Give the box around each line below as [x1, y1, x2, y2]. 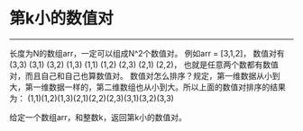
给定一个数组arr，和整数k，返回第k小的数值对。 [9, 111, 187, 122]
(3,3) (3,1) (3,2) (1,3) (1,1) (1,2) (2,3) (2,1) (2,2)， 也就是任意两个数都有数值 [9, 59, 280, 70]
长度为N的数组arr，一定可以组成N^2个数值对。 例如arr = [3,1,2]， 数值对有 [9, 48, 286, 58]
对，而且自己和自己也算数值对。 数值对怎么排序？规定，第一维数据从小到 [9, 70, 280, 81]
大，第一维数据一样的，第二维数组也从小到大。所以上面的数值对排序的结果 [9, 82, 286, 92]
